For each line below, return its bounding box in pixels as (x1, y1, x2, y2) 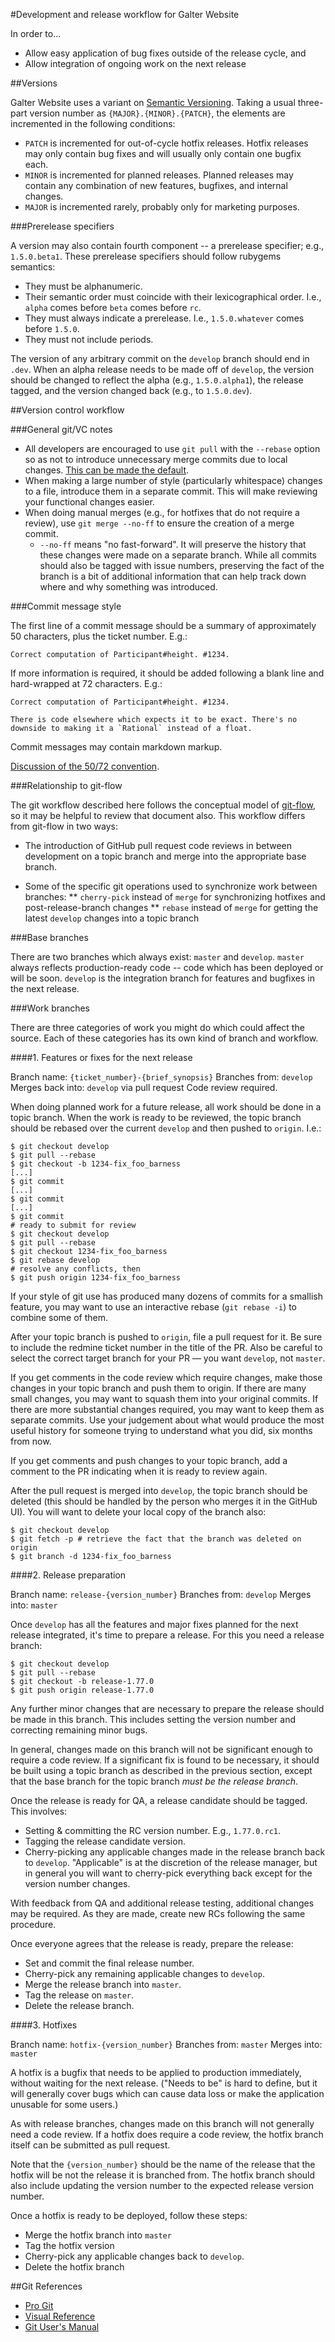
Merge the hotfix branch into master (24, 2229, 172, 2241)
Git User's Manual (24, 2321, 100, 2333)
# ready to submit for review (10, 1220, 137, 1230)
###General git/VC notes (10, 424, 113, 435)
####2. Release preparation (10, 1569, 127, 1581)
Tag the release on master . (24, 1989, 134, 2001)
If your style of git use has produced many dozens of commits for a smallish (10, 1290, 323, 1302)
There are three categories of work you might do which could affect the (10, 1022, 305, 1033)
